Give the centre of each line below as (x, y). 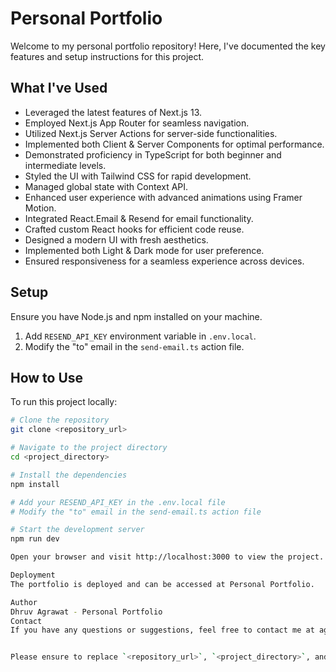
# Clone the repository (60, 420)
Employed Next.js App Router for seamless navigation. (137, 123)
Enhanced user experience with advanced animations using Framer (163, 197)
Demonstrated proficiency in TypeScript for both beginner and (153, 154)
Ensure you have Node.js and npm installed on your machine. (136, 316)
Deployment (33, 575)
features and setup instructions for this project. (107, 56)
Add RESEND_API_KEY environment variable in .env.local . (140, 336)
